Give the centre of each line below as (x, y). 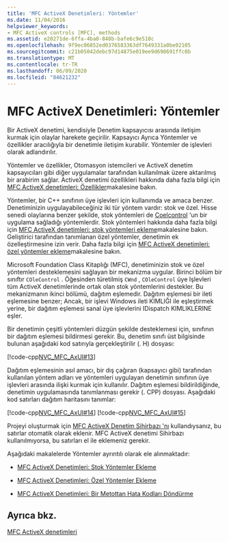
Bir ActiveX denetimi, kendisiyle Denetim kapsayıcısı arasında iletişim (104, 130)
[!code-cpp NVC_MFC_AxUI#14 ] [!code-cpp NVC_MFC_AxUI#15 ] (96, 413)
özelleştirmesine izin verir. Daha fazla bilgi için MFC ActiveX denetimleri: (109, 244)
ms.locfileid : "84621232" (44, 77)
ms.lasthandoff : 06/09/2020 (47, 71)
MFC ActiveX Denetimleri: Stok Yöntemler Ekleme (86, 467)
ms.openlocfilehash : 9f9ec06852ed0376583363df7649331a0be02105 (99, 45)
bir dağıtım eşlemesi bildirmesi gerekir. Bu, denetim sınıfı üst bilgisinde (106, 336)
